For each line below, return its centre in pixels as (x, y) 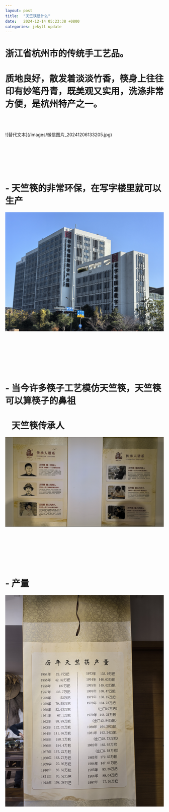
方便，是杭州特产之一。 (54, 104)
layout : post (19, 11)
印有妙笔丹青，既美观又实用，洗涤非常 (85, 91)
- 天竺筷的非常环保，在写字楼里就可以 (83, 188)
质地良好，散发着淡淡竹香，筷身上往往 (85, 79)
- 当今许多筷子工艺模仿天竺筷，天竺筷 (83, 388)
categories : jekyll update (33, 27)
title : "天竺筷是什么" (28, 16)
